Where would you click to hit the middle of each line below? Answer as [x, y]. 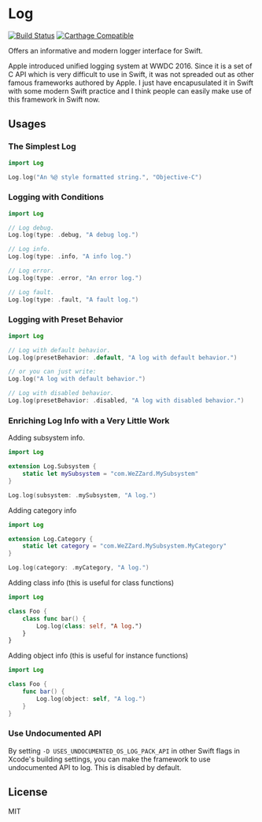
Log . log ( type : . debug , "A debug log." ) [74, 235]
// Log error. [31, 271]
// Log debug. [31, 228]
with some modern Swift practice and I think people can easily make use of [130, 90]
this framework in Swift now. [54, 99]
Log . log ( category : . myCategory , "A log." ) [79, 568]
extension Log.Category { [50, 539]
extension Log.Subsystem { [52, 466]
